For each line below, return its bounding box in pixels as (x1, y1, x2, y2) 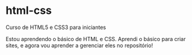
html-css (5, 4, 52, 18)
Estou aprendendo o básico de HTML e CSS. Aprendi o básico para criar (5, 35, 186, 42)
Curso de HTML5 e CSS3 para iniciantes (5, 24, 106, 31)
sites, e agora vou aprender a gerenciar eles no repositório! (5, 42, 153, 49)
